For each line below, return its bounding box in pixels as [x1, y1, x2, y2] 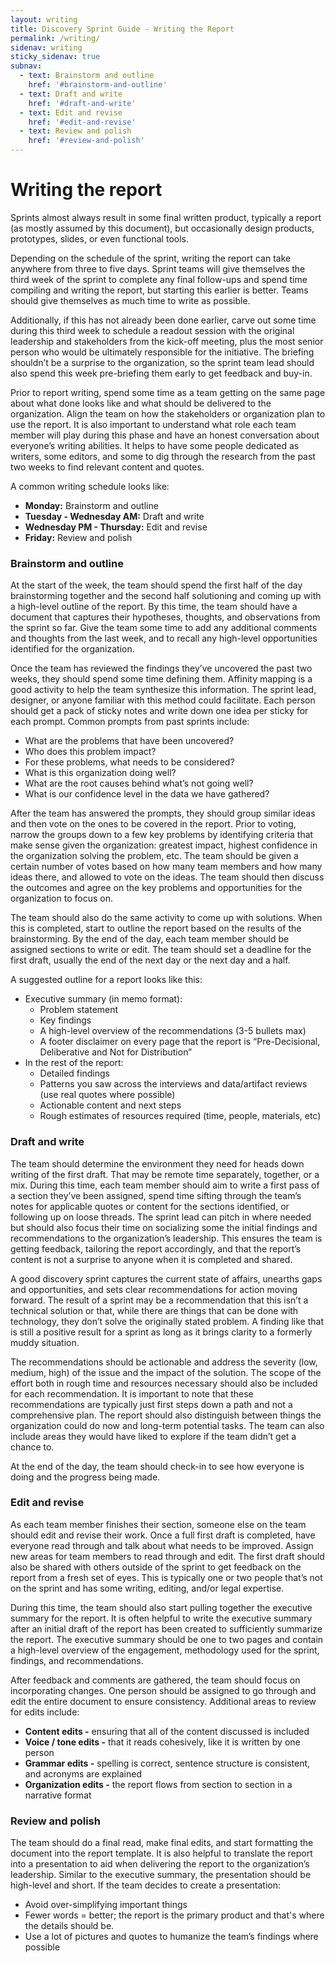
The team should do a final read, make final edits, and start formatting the [10, 1837, 314, 1849]
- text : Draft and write [19, 89, 123, 99]
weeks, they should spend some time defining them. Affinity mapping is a [10, 673, 313, 685]
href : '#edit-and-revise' [28, 117, 137, 127]
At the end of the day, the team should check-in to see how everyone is [10, 1460, 305, 1472]
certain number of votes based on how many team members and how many [10, 861, 323, 873]
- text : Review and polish [19, 126, 132, 136]
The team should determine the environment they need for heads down [10, 1157, 305, 1170]
